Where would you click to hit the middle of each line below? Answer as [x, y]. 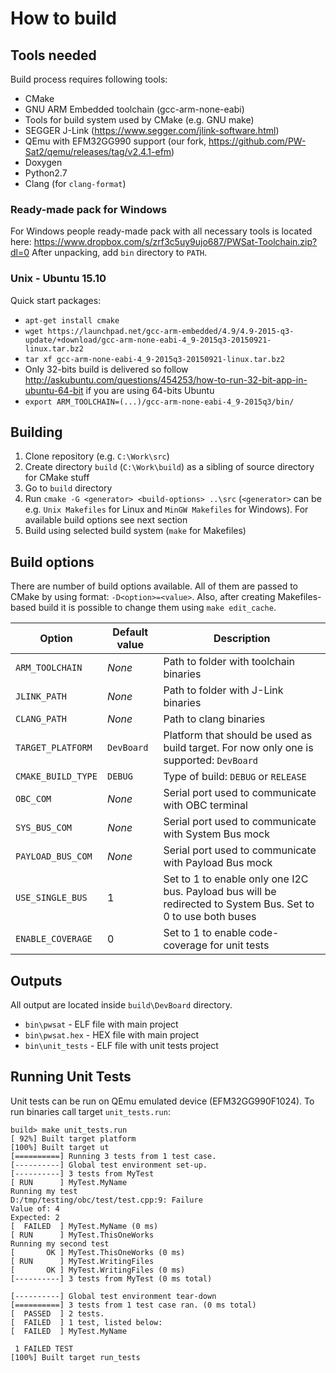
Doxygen [43, 162]
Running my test [44, 1191]
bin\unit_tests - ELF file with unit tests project [121, 1046]
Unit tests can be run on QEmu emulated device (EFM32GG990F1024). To [162, 1101]
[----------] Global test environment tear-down [113, 1296]
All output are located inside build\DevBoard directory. [121, 1005]
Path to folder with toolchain [229, 662]
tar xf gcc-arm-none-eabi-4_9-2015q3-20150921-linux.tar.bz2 [155, 359]
